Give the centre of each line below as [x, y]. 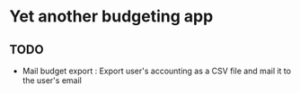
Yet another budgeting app [111, 17]
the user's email [52, 80]
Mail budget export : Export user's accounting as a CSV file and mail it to [157, 71]
